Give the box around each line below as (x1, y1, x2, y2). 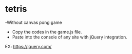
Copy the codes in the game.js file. (12, 29, 82, 35)
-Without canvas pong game (5, 19, 62, 25)
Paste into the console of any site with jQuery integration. (12, 34, 128, 40)
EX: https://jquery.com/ (5, 43, 52, 49)
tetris (5, 3, 27, 15)
